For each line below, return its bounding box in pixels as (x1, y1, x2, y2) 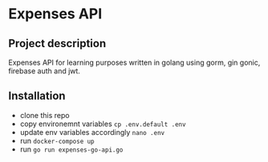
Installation (8, 89, 66, 103)
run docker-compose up (19, 136, 95, 145)
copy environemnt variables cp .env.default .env (19, 119, 186, 128)
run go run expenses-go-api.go (19, 144, 124, 154)
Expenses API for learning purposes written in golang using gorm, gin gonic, (8, 57, 261, 67)
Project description (8, 37, 107, 50)
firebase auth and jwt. (8, 66, 80, 76)
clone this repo (19, 110, 70, 120)
